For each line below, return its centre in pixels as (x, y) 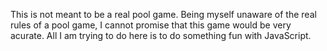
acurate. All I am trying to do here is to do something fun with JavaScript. (161, 35)
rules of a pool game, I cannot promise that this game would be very (151, 25)
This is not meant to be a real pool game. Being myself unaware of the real (163, 14)
